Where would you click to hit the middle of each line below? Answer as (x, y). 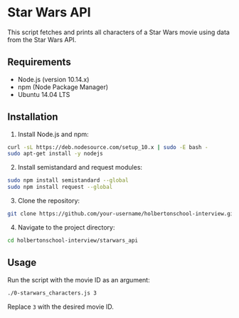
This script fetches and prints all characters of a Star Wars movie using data (118, 32)
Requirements (39, 62)
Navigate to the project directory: (66, 227)
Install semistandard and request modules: (80, 168)
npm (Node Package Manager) (63, 87)
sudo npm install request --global (60, 187)
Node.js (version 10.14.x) (53, 79)
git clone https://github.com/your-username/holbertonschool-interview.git (122, 214)
